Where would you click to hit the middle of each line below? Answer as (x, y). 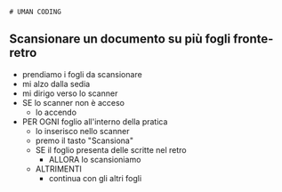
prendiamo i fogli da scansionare (82, 74)
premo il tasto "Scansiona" (84, 140)
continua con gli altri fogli (95, 178)
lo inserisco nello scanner (82, 131)
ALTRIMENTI (59, 169)
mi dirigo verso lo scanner (70, 93)
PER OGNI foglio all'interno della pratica (95, 121)
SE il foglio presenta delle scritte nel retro (111, 149)
